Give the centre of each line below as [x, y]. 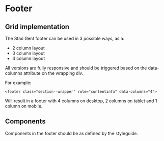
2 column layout [28, 48]
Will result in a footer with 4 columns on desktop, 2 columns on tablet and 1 [81, 101]
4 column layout [28, 58]
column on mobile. [24, 106]
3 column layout [28, 53]
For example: [18, 83]
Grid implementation [37, 27]
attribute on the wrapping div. [53, 73]
